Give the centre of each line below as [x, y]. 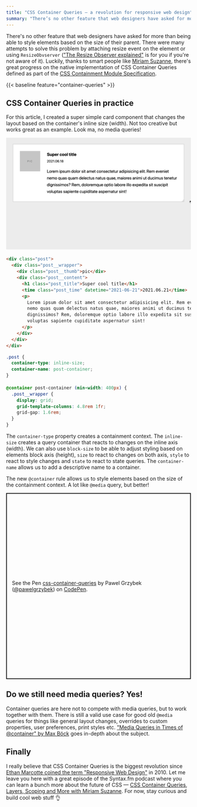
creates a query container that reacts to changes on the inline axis [98, 442]
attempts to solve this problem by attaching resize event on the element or [96, 48]
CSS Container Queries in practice [70, 103]
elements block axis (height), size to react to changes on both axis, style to [98, 455]
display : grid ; [35, 400]
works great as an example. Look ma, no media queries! [74, 130]
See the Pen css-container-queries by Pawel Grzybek [77, 583]
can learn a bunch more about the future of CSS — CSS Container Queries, [97, 785]
